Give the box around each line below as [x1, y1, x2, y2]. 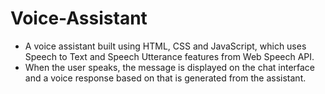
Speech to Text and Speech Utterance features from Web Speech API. [24, 50, 315, 62]
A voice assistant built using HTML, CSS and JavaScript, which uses [24, 40, 307, 52]
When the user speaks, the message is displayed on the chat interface [24, 61, 316, 73]
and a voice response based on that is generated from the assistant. [24, 72, 307, 84]
